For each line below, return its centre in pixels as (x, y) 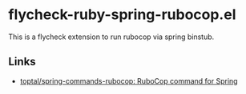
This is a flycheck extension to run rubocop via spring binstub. (111, 37)
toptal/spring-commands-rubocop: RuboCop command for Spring (129, 80)
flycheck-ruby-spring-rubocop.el (122, 15)
